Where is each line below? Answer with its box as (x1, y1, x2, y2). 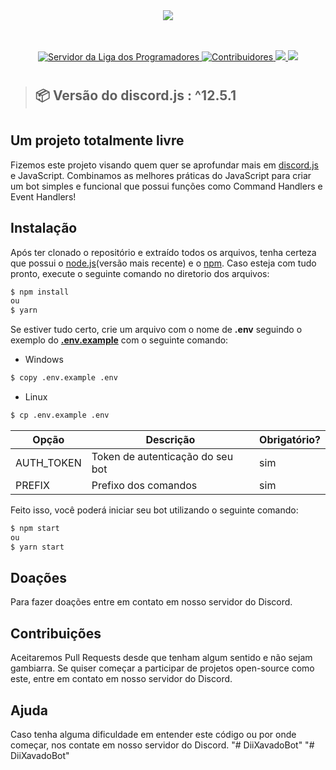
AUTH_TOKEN (15, 455, 82, 469)
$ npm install (10, 287, 70, 297)
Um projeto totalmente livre (10, 132, 185, 149)
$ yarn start (10, 542, 65, 552)
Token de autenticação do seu (91, 449, 234, 463)
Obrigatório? (259, 432, 321, 446)
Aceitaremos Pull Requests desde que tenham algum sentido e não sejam (10, 652, 313, 664)
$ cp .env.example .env (10, 410, 110, 421)
